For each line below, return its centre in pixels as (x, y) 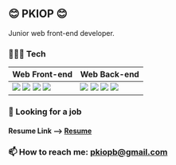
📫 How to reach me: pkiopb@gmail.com (88, 151)
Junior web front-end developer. (62, 33)
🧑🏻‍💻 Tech (27, 53)
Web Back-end (110, 74)
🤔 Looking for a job (45, 112)
